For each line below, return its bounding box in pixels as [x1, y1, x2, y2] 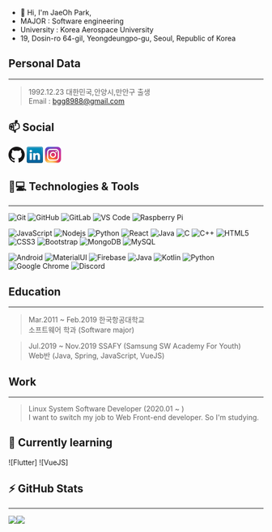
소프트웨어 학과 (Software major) [28, 325, 135, 335]
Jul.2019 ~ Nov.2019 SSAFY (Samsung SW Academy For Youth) [28, 341, 241, 351]
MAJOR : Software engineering [19, 16, 124, 26]
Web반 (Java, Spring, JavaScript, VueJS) [28, 351, 165, 360]
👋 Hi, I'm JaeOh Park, [19, 8, 91, 17]
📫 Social [8, 121, 55, 134]
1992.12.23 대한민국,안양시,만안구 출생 [28, 87, 151, 96]
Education [8, 284, 62, 299]
